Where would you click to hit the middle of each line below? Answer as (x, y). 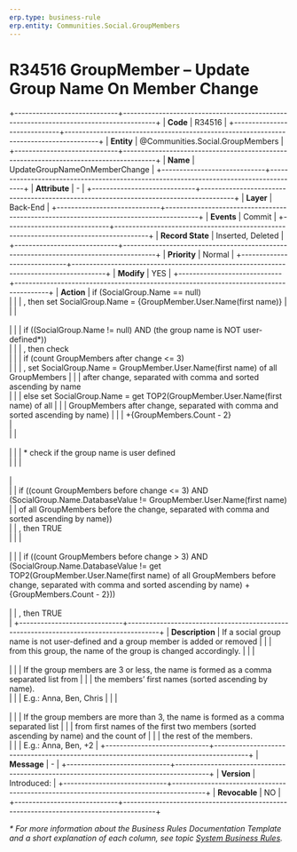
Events (223, 217)
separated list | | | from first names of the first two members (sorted (133, 727)
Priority (182, 255)
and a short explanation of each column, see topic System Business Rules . (146, 838)
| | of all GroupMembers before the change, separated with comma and (139, 510)
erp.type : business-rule (55, 17)
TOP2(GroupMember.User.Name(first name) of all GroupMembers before (143, 576)
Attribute (52, 188)
